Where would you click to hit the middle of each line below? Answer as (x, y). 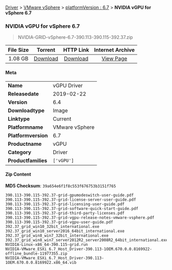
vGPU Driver (68, 85)
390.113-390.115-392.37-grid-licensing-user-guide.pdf (65, 204)
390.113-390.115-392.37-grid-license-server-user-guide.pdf (71, 200)
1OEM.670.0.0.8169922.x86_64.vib (41, 262)
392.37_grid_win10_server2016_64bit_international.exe (65, 231)
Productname (25, 144)
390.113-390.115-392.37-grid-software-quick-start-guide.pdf (72, 208)
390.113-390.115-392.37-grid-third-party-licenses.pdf (65, 213)
